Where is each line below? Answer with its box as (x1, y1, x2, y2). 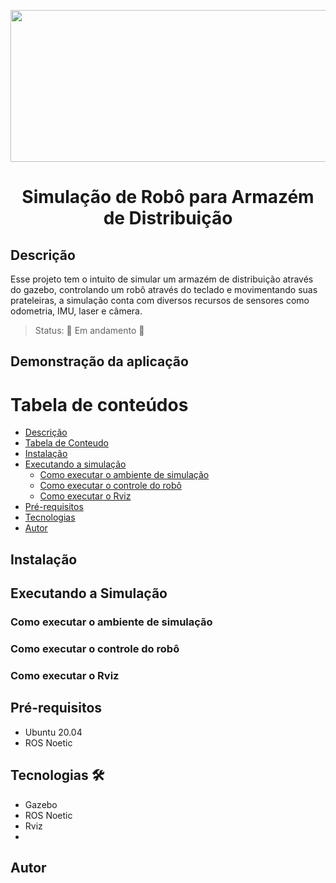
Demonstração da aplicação (10, 353, 189, 370)
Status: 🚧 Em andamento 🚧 (34, 325, 145, 336)
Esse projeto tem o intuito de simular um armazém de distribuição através (10, 273, 314, 285)
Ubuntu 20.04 (24, 726, 83, 738)
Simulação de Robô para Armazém (21, 186, 315, 209)
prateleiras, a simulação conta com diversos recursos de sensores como (10, 295, 310, 306)
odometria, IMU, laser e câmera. (10, 305, 143, 317)
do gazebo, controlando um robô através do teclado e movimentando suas (10, 284, 318, 295)
